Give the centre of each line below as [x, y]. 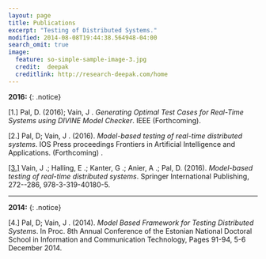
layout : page [30, 15]
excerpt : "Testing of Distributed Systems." [83, 30]
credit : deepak [42, 67]
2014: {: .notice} [35, 207]
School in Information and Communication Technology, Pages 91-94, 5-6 [127, 239]
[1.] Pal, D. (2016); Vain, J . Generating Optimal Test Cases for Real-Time [126, 112]
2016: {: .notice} [35, 96]
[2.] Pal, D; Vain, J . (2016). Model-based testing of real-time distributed [125, 136]
